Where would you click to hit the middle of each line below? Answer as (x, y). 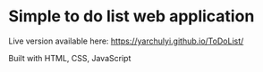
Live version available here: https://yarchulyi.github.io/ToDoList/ (126, 41)
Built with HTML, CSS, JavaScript (70, 58)
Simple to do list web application (131, 16)
